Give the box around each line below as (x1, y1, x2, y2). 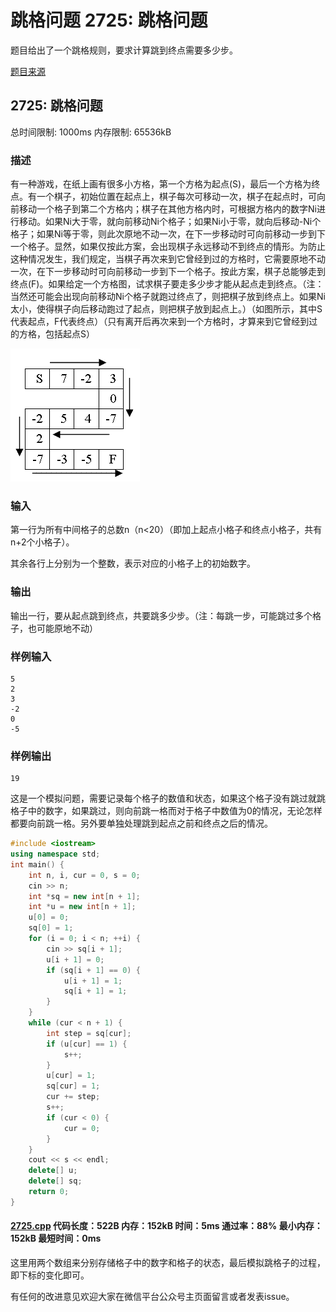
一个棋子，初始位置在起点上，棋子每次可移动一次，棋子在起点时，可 (36, 191, 317, 203)
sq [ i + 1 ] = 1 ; (63, 986, 128, 996)
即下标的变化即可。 (10, 1269, 90, 1281)
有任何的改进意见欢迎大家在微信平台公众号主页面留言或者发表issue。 (10, 1291, 295, 1303)
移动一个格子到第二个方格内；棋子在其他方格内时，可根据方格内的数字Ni (18, 203, 317, 215)
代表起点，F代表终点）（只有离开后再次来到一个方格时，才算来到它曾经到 (10, 316, 310, 328)
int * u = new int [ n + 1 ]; (28, 902, 137, 912)
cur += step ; (46, 1092, 101, 1102)
